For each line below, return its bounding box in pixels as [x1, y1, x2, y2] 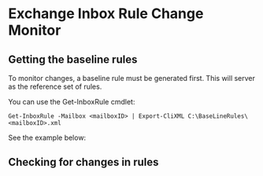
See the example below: [8, 133, 87, 142]
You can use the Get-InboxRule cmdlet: [8, 97, 135, 106]
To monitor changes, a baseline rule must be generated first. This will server [8, 74, 256, 82]
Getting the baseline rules [8, 53, 138, 66]
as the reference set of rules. [8, 82, 102, 91]
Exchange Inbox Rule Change [8, 5, 204, 23]
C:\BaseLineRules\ [187, 112, 248, 120]
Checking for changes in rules [8, 156, 159, 169]
